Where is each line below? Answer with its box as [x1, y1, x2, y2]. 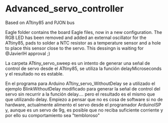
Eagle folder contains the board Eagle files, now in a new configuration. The [5, 29, 162, 35]
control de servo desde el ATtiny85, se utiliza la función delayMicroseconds [5, 65, 162, 71]
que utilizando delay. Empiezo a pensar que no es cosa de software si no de [5, 96, 163, 102]
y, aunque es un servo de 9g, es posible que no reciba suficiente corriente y [5, 107, 163, 113]
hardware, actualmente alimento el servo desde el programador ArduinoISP [5, 101, 161, 107]
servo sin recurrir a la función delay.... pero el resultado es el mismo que [5, 91, 155, 97]
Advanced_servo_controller [5, 3, 124, 14]
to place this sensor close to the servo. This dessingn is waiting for [5, 45, 144, 51]
